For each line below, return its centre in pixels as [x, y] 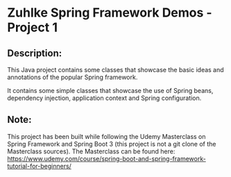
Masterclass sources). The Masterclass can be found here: [91, 151]
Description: [35, 53]
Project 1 [32, 27]
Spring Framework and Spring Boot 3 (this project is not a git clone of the [112, 144]
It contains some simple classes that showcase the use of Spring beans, [110, 91]
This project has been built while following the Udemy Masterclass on [106, 136]
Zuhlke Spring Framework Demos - [110, 13]
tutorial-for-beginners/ [39, 166]
